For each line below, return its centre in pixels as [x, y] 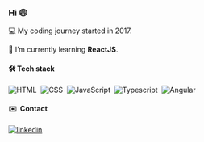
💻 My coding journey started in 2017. [70, 31]
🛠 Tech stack [31, 69]
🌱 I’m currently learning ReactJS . [63, 50]
